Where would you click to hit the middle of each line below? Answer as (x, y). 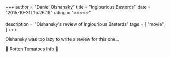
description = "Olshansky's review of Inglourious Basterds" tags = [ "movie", (85, 24)
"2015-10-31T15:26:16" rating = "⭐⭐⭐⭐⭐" (48, 13)
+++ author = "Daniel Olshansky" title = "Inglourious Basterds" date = (78, 7)
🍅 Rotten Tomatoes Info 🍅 (32, 49)
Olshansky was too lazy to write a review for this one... (62, 39)
